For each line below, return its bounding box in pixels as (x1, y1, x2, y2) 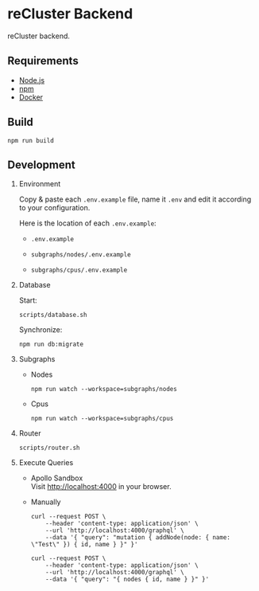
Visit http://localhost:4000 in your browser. (30, 482, 172, 491)
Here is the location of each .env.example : (18, 218, 157, 228)
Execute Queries (18, 458, 74, 468)
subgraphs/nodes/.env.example (30, 251, 132, 259)
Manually (30, 497, 61, 507)
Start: (18, 295, 37, 305)
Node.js (18, 75, 45, 84)
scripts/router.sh (18, 444, 80, 452)
